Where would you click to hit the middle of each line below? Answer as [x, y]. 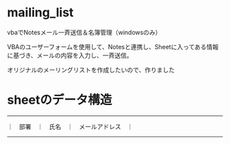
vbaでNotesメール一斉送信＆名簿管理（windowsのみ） [85, 32]
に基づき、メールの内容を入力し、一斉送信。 [70, 55]
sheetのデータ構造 [60, 100]
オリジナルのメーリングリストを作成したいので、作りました [91, 70]
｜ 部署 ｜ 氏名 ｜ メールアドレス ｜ [70, 126]
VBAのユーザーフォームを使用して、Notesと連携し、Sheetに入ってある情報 [113, 46]
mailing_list [40, 13]
